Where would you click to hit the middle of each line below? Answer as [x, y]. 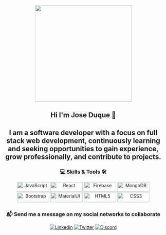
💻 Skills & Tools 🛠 [83, 172]
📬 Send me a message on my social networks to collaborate [83, 214]
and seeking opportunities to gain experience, [83, 149]
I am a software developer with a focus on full [83, 132]
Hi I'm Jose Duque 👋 [83, 115]
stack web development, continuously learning [83, 141]
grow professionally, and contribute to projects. [83, 157]
